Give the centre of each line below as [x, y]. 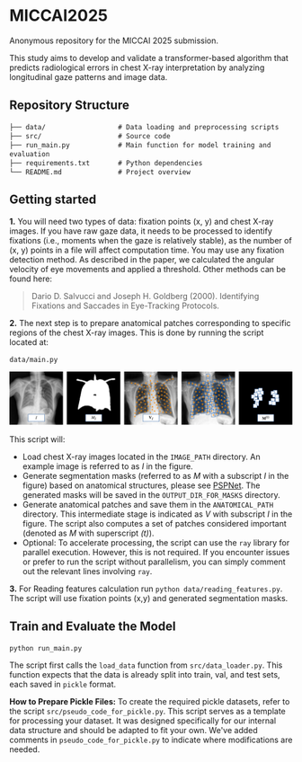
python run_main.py [46, 648]
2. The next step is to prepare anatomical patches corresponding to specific [150, 323]
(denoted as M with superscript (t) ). [88, 533]
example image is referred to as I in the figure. [107, 466]
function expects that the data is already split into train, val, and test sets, [145, 674]
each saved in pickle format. [63, 684]
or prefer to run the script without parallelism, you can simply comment [154, 562]
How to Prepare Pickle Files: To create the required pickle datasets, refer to [150, 701]
